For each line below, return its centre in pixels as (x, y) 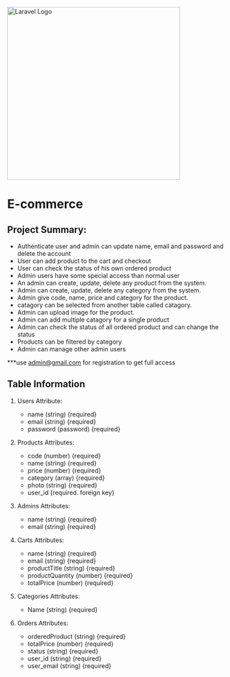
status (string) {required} (63, 651)
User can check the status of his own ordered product (94, 268)
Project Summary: (47, 229)
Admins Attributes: (44, 506)
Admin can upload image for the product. (76, 312)
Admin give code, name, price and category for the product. (103, 298)
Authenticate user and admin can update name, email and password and (120, 246)
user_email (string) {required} (69, 666)
